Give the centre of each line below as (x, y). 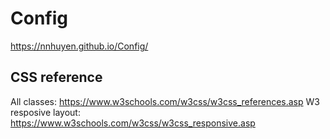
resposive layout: (45, 112)
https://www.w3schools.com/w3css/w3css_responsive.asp (133, 123)
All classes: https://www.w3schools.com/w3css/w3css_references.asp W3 (165, 101)
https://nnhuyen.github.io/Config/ (79, 46)
